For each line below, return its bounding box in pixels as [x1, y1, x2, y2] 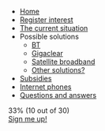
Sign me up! [8, 114, 47, 123]
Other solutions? [31, 65, 85, 74]
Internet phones [19, 82, 72, 92]
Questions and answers [19, 91, 97, 99]
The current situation [19, 24, 88, 32]
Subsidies [19, 74, 52, 83]
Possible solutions [19, 32, 79, 41]
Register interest [19, 15, 73, 24]
